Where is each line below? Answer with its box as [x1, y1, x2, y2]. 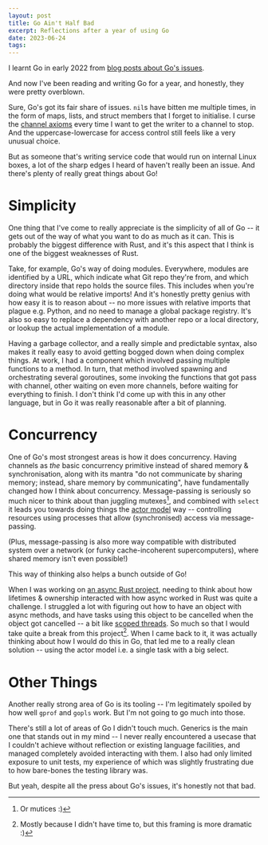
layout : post [8, 11, 52, 20]
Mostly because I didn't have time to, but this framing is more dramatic [19, 819, 253, 829]
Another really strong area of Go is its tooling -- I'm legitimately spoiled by [8, 699, 252, 709]
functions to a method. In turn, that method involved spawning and [8, 364, 227, 374]
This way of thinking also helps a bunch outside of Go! [8, 569, 187, 579]
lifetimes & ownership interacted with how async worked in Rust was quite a [8, 593, 258, 603]
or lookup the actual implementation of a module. [8, 324, 170, 333]
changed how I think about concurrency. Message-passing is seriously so [8, 486, 251, 495]
